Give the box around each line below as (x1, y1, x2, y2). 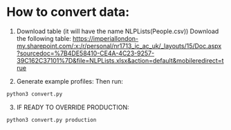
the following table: (16, 34, 72, 42)
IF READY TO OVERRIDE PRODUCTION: (16, 103, 129, 111)
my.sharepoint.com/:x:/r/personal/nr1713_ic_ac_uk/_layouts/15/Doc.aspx (16, 41, 222, 50)
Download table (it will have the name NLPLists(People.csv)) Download (16, 27, 219, 35)
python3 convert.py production (6, 116, 97, 123)
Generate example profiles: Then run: (16, 77, 124, 85)
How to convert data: (6, 4, 130, 20)
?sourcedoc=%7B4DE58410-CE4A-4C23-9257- (16, 49, 155, 57)
